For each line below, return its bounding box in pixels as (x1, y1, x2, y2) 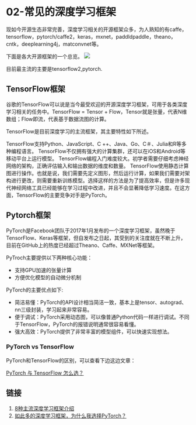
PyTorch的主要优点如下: (6, 286, 64, 293)
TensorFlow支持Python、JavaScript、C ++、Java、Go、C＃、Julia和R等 (6, 140, 182, 147)
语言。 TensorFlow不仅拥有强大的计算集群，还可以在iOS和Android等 (21, 148, 185, 155)
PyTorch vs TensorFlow (6, 343, 74, 351)
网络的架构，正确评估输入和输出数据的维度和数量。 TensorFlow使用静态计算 (6, 162, 189, 169)
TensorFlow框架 (6, 84, 65, 94)
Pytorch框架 (6, 210, 51, 220)
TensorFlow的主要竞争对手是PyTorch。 (16, 191, 110, 198)
